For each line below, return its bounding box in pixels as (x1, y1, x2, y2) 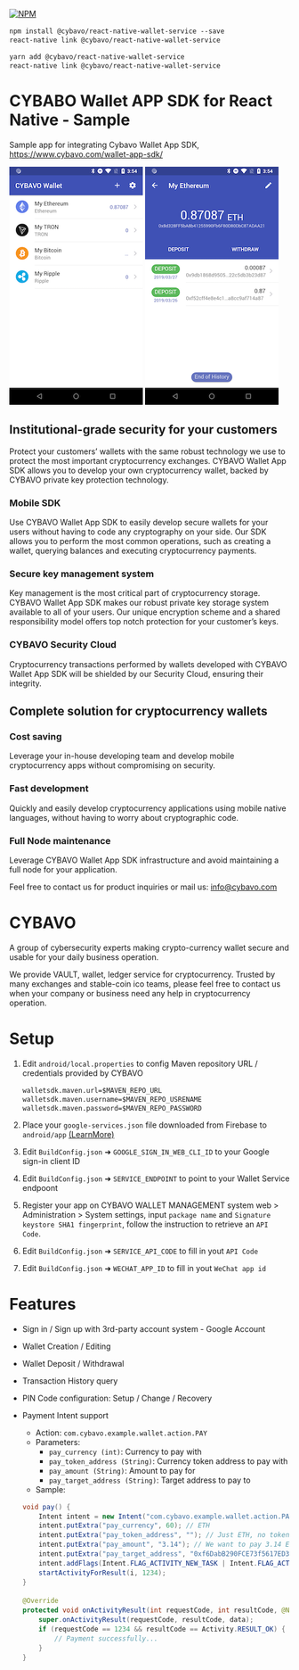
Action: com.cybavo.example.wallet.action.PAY (35, 1427, 207, 1438)
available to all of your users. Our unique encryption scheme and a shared (9, 607, 280, 617)
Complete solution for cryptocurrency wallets (9, 704, 269, 719)
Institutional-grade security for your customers (9, 422, 278, 437)
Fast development (9, 782, 89, 795)
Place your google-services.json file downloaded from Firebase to (21, 1120, 267, 1130)
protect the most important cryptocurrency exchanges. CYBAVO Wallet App (9, 455, 287, 466)
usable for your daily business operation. (9, 951, 159, 963)
